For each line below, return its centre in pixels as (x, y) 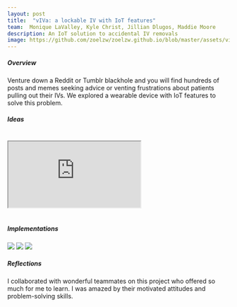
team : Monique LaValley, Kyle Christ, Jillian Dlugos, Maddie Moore (112, 27)
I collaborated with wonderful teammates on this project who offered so (111, 281)
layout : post (26, 14)
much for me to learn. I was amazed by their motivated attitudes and (107, 289)
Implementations (33, 228)
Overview (22, 62)
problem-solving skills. (40, 296)
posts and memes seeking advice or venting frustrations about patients (111, 88)
